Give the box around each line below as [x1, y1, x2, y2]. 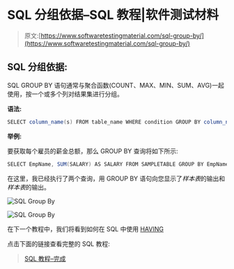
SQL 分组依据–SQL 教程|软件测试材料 [7, 7, 219, 23]
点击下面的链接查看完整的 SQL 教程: [7, 239, 110, 248]
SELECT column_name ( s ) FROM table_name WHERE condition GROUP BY [7, 118, 201, 125]
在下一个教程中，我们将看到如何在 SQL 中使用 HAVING [7, 224, 164, 233]
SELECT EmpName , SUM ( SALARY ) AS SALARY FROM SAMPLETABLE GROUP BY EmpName [7, 160, 229, 168]
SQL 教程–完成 [24, 254, 66, 263]
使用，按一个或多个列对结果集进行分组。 [7, 89, 123, 98]
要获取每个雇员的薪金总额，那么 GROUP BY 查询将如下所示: [7, 146, 179, 155]
